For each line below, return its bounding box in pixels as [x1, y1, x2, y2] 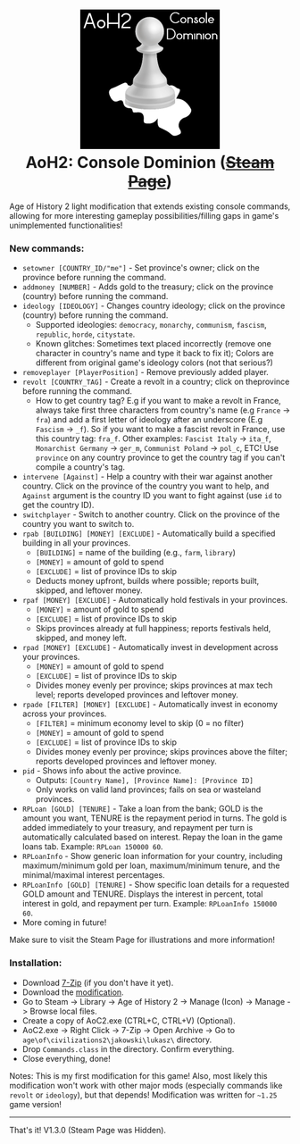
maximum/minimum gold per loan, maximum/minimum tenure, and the [21, 860, 280, 871]
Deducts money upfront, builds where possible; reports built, [35, 576, 260, 587]
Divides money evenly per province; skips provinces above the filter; [35, 747, 288, 757]
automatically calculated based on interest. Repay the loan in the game [21, 831, 283, 843]
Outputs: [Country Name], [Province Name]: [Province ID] [35, 775, 254, 786]
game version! [9, 1098, 62, 1109]
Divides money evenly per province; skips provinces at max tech [35, 680, 273, 691]
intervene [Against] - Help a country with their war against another [21, 472, 273, 482]
